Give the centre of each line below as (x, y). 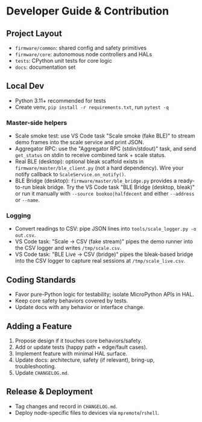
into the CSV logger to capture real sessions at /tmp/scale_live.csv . (100, 261)
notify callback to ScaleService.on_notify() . (71, 174)
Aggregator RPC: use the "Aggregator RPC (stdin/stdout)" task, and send (106, 149)
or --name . (27, 200)
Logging (19, 216)
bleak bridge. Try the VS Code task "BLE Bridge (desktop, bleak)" (113, 187)
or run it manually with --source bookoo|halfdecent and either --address (105, 194)
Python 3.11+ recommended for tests (61, 100)
